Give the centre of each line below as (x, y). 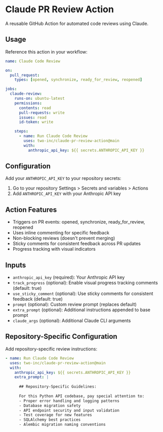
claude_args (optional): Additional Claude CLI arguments (72, 321)
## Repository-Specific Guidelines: (58, 387)
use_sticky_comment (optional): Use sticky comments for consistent (83, 293)
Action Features (31, 210)
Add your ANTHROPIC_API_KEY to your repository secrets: (63, 178)
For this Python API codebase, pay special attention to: (81, 396)
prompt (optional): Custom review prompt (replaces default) (75, 305)
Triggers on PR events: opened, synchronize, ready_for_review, (79, 222)
